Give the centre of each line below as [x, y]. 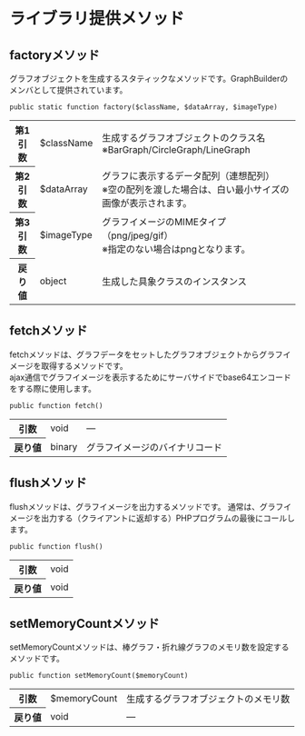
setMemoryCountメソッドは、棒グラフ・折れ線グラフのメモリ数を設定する [149, 647]
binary [64, 446]
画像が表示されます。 [147, 203]
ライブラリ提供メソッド [97, 19]
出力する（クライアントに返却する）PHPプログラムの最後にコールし [168, 518]
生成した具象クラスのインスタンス [174, 281]
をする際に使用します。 [53, 388]
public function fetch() [56, 405]
